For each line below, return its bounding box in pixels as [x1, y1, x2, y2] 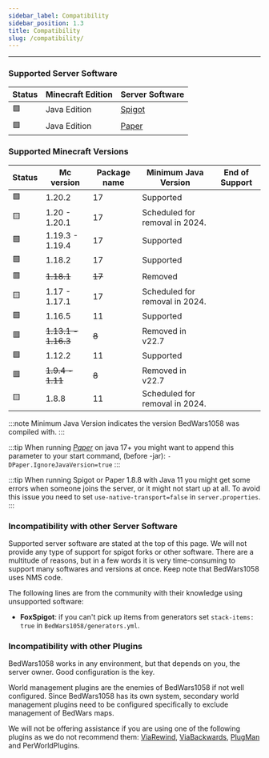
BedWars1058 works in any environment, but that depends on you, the [8, 659, 240, 668]
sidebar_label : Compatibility [8, 11, 110, 20]
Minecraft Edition [45, 89, 114, 100]
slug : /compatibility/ [8, 34, 84, 42]
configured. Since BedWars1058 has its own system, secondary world [8, 692, 239, 701]
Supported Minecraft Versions [8, 146, 129, 157]
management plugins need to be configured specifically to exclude [8, 700, 229, 709]
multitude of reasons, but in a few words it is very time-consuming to [8, 555, 236, 565]
